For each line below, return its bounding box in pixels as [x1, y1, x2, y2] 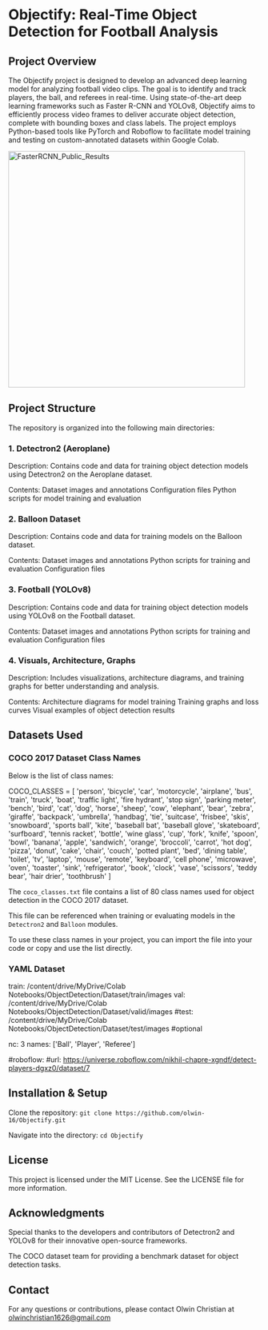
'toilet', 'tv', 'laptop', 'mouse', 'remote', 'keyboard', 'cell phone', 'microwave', [8, 854, 257, 864]
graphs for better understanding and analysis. [8, 681, 160, 691]
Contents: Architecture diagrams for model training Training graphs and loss [8, 697, 259, 706]
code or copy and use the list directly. [8, 943, 133, 953]
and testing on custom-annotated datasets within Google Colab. [8, 135, 219, 145]
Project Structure [8, 401, 96, 415]
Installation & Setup [8, 1086, 108, 1100]
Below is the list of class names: [8, 770, 114, 781]
